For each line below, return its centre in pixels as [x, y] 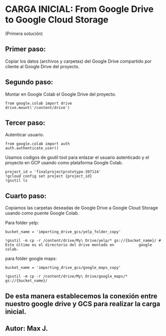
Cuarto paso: [26, 196]
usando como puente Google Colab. [42, 213]
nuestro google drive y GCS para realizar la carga [83, 304]
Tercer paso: [25, 123]
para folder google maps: [31, 259]
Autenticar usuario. [25, 135]
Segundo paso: [29, 82]
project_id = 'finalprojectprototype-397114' [53, 172]
